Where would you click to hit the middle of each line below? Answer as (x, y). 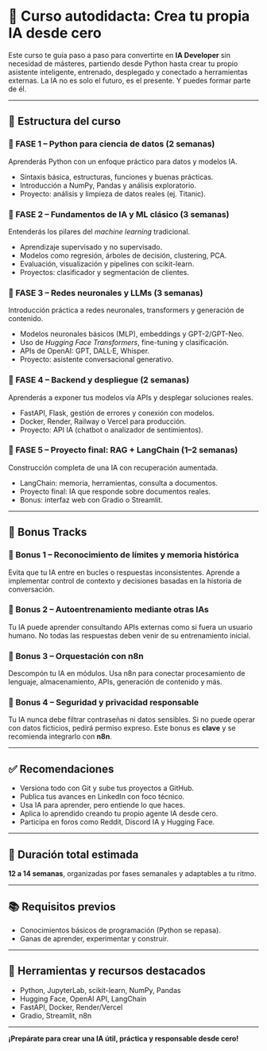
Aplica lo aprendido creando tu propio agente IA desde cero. (119, 813)
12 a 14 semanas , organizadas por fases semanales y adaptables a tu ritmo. (132, 874)
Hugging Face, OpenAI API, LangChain (83, 999)
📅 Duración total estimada (74, 854)
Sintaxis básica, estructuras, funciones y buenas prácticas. (116, 176)
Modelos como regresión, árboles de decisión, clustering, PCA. (123, 255)
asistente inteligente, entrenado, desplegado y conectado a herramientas (128, 72)
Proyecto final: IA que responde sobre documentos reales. (115, 491)
